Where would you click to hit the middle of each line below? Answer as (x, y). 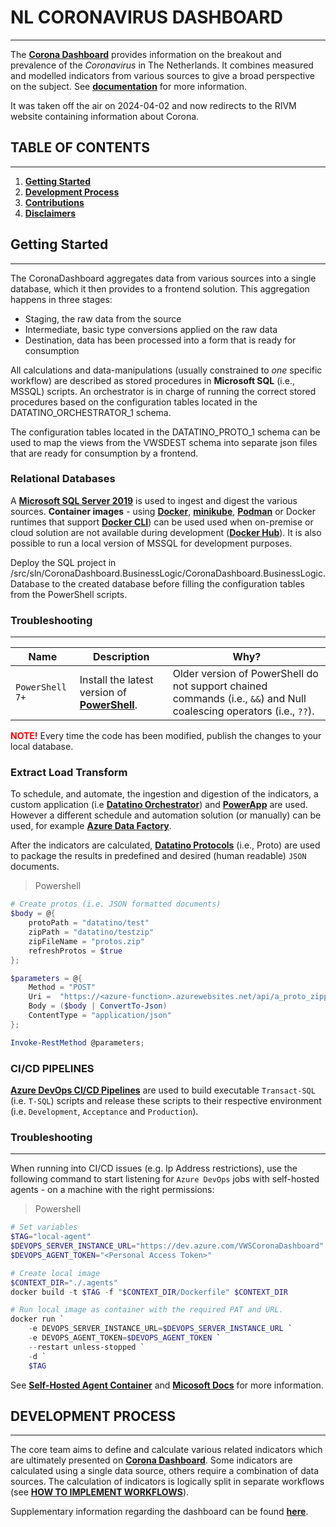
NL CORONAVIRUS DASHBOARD (146, 17)
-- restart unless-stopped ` (86, 1347)
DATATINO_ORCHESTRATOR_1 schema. (91, 412)
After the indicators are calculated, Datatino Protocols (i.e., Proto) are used (165, 845)
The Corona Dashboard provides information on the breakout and (146, 54)
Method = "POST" (62, 987)
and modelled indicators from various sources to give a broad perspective (163, 75)
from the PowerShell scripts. (69, 594)
